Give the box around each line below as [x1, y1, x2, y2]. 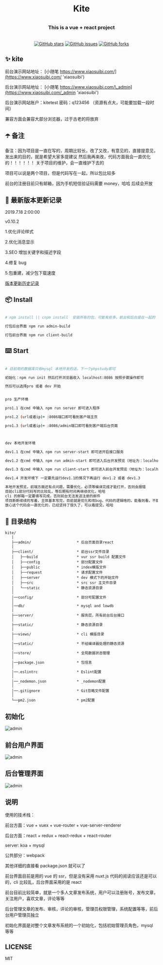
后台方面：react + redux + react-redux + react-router [5, 833, 112, 838]
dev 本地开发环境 [5, 441, 35, 445]
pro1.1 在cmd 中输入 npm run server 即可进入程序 [5, 406, 100, 411]
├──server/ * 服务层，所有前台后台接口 [11, 613, 125, 618]
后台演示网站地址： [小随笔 [5, 84, 59, 90]
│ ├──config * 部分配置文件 [11, 560, 103, 565]
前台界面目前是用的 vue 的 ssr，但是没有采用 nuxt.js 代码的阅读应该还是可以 [5, 873, 157, 879]
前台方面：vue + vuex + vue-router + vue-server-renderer [5, 822, 122, 828]
